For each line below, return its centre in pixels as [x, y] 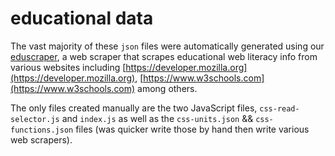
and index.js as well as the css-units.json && [157, 118]
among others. [167, 88]
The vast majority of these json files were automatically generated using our [167, 46]
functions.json [42, 130]
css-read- [279, 108]
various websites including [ [68, 67]
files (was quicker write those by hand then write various [192, 129]
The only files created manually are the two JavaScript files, [134, 108]
